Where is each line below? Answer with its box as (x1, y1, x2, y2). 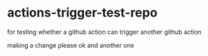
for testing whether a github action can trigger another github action (7, 28, 202, 36)
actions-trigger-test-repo (7, 5, 158, 21)
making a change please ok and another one (7, 41, 135, 49)
